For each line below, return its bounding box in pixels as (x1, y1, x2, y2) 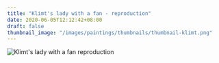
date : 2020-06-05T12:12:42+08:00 (7, 16, 103, 23)
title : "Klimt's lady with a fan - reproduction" (7, 10, 152, 17)
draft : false (7, 23, 44, 29)
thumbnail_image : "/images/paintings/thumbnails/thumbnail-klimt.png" (7, 29, 213, 36)
